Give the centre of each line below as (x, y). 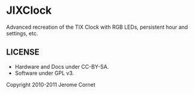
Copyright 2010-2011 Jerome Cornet (51, 84)
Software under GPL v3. (44, 73)
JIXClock (29, 10)
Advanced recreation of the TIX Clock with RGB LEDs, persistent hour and (97, 27)
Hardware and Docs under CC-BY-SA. (62, 66)
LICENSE (23, 52)
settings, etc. (22, 33)
